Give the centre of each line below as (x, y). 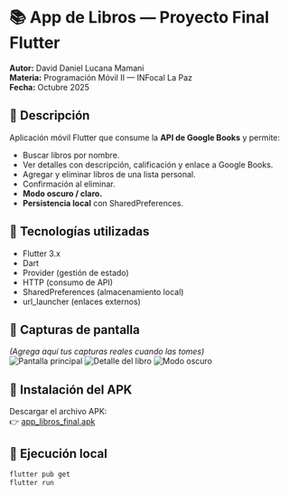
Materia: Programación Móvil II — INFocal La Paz (101, 77)
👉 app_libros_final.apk (52, 422)
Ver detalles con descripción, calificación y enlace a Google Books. (148, 165)
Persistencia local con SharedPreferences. (103, 203)
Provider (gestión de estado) (75, 272)
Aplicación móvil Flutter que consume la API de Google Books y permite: (145, 138)
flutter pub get (40, 474)
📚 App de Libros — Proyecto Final (139, 18)
